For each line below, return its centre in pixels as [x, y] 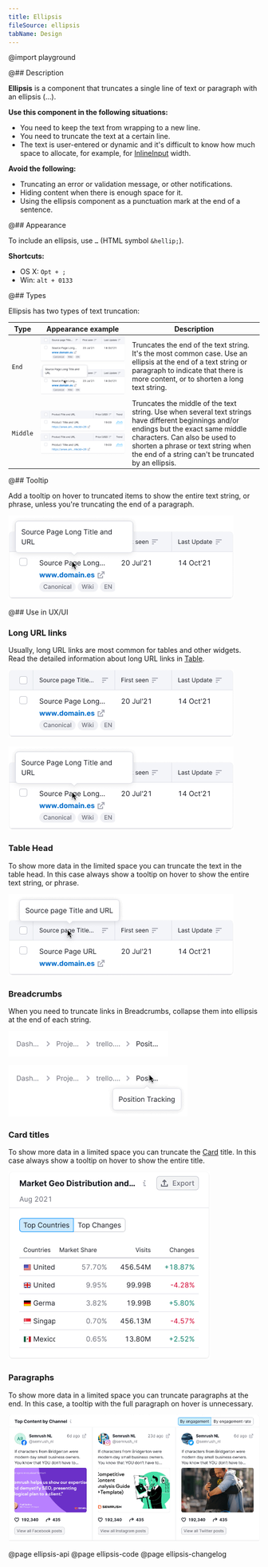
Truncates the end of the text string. [190, 345]
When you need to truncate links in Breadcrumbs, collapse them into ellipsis [133, 1012]
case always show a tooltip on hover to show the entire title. [106, 1161]
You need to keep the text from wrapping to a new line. [110, 128]
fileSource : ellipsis [44, 25]
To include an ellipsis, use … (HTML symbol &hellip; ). [96, 241]
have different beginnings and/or [185, 420]
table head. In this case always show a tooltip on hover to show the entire [129, 874]
